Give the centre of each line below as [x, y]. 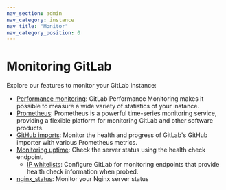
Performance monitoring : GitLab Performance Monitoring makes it [110, 99]
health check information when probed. [82, 171]
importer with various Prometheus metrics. [77, 143]
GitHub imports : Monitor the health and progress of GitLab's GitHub [112, 135]
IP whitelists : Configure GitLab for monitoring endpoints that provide [123, 165]
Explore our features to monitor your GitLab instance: [82, 86]
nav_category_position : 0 [43, 33]
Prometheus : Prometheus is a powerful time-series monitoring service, [116, 113]
